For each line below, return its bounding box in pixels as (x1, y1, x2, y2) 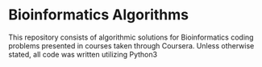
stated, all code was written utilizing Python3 (8, 49, 158, 59)
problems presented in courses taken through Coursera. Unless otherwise (8, 40, 255, 50)
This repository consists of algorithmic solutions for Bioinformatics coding (8, 32, 254, 42)
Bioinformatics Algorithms (8, 6, 189, 24)
